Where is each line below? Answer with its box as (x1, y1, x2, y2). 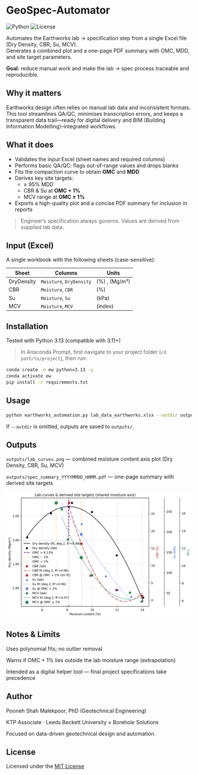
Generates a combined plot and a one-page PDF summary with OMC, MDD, (6, 47, 190, 54)
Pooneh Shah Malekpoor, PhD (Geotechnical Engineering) (6, 707, 147, 714)
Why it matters (6, 88, 62, 98)
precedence (6, 674, 36, 681)
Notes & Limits (6, 630, 61, 640)
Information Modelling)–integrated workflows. (6, 122, 117, 130)
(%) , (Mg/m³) (96, 278, 131, 285)
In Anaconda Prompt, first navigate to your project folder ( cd (20, 349, 167, 356)
